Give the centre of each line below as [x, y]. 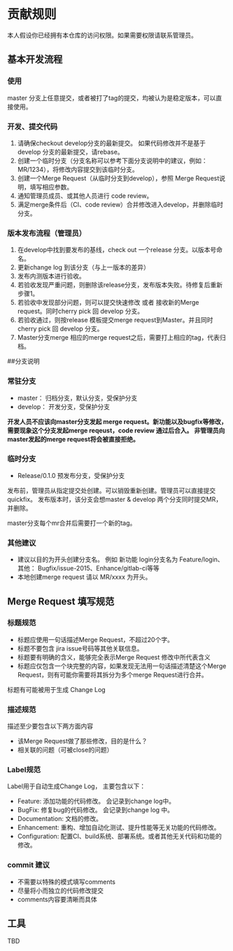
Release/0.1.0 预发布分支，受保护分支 [71, 475]
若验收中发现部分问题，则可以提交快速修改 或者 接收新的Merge [108, 302]
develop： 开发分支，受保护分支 [64, 406]
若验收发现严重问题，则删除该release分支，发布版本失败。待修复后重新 [120, 285]
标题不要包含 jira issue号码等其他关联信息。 [80, 648]
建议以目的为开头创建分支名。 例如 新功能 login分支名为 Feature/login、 [120, 559]
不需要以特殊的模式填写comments [66, 882]
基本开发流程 [35, 59]
